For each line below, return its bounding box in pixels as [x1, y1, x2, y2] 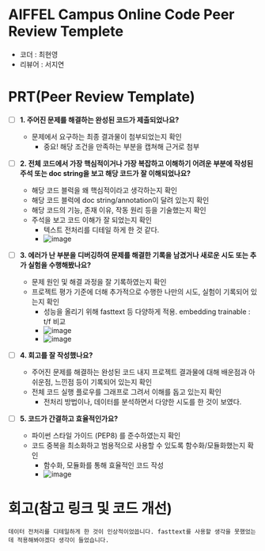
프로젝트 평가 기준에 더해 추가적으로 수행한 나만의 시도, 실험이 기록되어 [31, 287, 249, 297]
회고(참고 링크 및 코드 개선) [8, 499, 172, 518]
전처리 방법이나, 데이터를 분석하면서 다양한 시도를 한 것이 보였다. [43, 397, 242, 407]
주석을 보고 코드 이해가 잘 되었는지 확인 [31, 216, 153, 224]
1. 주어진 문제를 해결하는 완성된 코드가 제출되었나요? [19, 115, 180, 124]
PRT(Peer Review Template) [8, 88, 195, 106]
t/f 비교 [43, 317, 66, 327]
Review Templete [8, 22, 124, 40]
